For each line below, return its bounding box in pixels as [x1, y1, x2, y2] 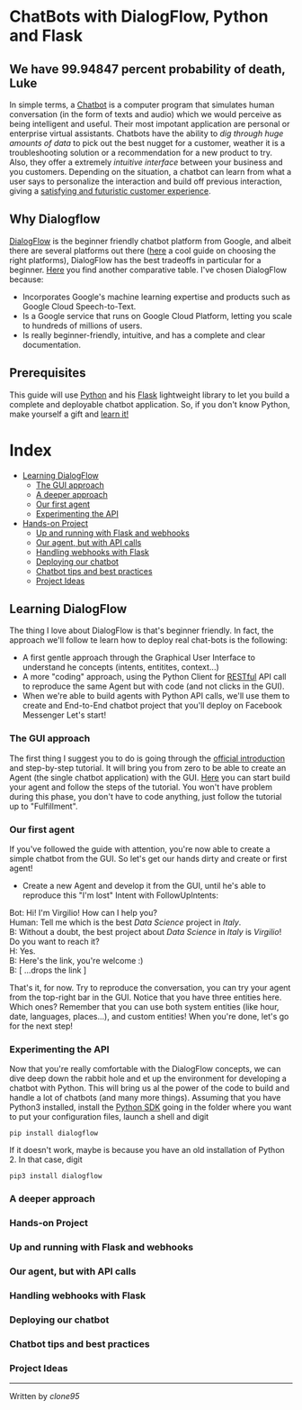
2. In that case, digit [9, 1154, 83, 1165]
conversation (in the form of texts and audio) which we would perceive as [9, 109, 282, 119]
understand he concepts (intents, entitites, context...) [22, 662, 220, 673]
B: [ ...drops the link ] [9, 965, 87, 975]
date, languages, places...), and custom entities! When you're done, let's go [9, 1011, 289, 1021]
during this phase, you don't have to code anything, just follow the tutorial [9, 791, 282, 801]
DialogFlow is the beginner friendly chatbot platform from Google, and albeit [9, 235, 292, 246]
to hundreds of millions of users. [22, 320, 143, 331]
